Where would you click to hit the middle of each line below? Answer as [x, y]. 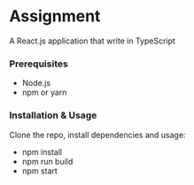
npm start [39, 171]
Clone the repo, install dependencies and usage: [97, 135]
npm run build [47, 161]
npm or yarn [44, 92]
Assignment [55, 16]
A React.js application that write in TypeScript [92, 41]
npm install [42, 151]
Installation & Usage [53, 115]
